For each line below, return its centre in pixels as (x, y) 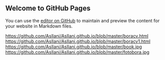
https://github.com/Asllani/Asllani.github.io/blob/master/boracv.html (77, 36)
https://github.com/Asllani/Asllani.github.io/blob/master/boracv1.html (78, 41)
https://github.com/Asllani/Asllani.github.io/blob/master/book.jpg (74, 47)
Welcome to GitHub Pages (48, 8)
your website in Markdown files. (39, 26)
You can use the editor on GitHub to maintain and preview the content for (82, 20)
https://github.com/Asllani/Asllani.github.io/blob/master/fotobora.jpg (77, 52)
